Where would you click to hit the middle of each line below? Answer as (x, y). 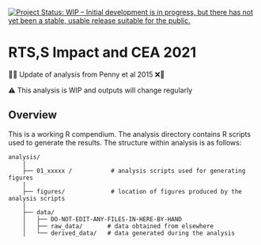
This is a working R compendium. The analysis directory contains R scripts (130, 134)
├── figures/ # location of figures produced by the (132, 191)
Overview (33, 115)
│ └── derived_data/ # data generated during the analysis (129, 233)
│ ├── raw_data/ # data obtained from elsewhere (118, 226)
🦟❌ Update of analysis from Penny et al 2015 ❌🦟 (87, 74)
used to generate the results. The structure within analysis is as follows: (125, 142)
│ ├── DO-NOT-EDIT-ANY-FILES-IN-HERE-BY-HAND (102, 219)
